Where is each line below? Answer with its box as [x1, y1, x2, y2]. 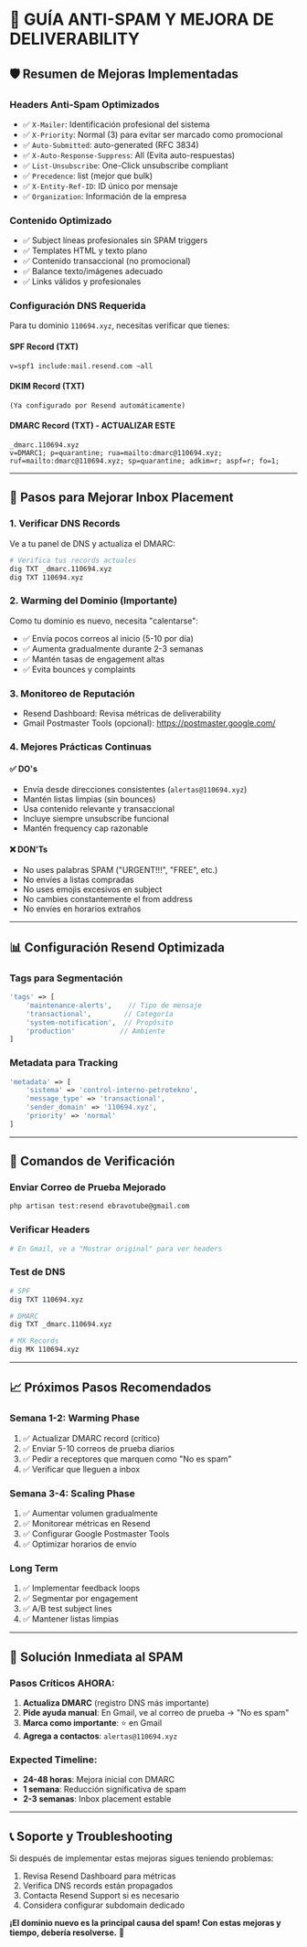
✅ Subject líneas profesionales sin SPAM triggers [22, 235, 208, 246]
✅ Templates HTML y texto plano [22, 245, 148, 256]
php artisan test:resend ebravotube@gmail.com [9, 1202, 190, 1211]
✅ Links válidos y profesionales [22, 276, 142, 287]
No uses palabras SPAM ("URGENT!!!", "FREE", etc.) [22, 865, 218, 876]
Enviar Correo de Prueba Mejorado [9, 1181, 166, 1194]
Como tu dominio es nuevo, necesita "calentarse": [9, 615, 199, 626]
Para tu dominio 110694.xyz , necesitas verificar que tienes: [9, 320, 230, 331]
